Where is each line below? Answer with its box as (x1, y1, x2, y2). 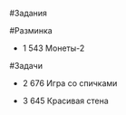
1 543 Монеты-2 (22, 43, 85, 53)
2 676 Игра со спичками (22, 78, 118, 89)
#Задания (9, 8, 48, 18)
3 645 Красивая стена (22, 95, 109, 106)
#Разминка (9, 25, 53, 35)
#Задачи (9, 61, 44, 71)
